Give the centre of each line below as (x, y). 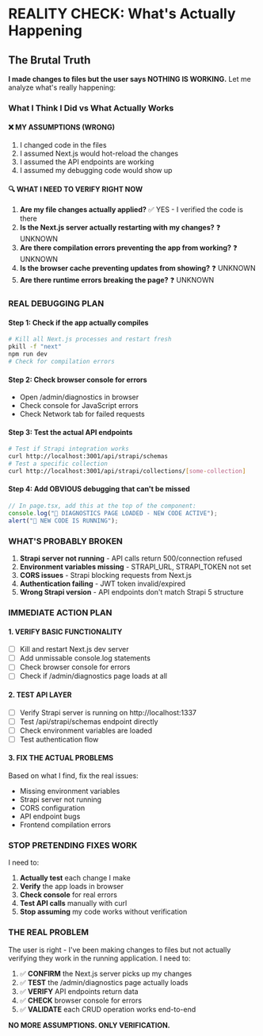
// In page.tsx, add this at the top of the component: (102, 506)
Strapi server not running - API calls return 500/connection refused (131, 558)
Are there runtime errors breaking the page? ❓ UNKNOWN (117, 280)
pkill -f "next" (35, 347)
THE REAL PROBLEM (49, 932)
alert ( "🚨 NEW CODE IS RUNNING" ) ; (63, 521)
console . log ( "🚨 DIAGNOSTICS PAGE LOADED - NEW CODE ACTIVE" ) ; (113, 513)
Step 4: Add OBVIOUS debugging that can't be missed (99, 489)
